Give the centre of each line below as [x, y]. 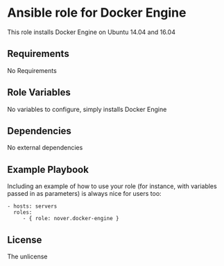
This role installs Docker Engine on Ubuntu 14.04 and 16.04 [91, 32]
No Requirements [32, 70]
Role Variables [39, 93]
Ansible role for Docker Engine [97, 13]
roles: [23, 213]
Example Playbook [48, 169]
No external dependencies [45, 148]
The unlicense [27, 256]
